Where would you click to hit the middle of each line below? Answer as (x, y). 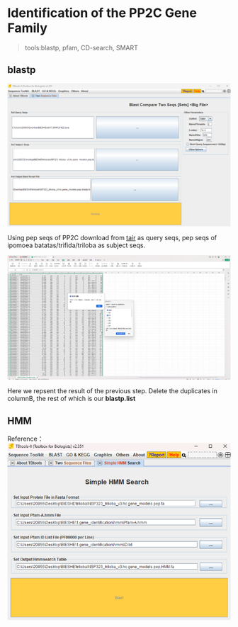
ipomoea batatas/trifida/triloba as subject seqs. (76, 245)
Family (28, 28)
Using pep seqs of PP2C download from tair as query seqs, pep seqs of (112, 238)
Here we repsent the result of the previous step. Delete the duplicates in (112, 391)
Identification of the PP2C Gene (102, 13)
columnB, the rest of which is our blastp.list (72, 399)
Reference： (25, 439)
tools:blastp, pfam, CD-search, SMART (81, 47)
